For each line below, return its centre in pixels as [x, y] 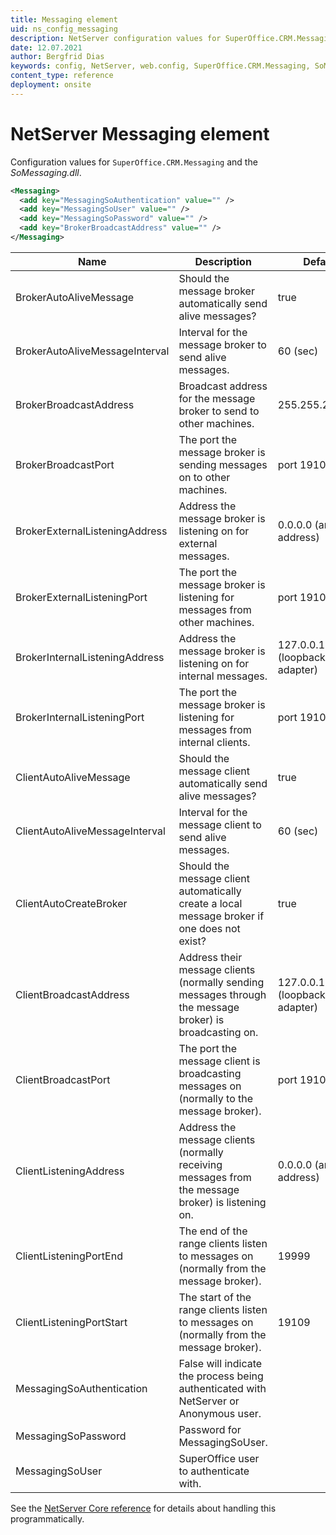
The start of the [215, 1297]
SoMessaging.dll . [46, 172]
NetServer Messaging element [140, 133]
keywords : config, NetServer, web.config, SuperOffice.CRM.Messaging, [160, 66]
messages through [222, 994]
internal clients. [214, 742]
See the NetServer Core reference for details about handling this [143, 1508]
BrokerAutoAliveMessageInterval [92, 351]
